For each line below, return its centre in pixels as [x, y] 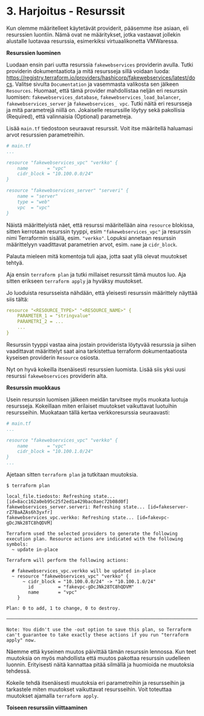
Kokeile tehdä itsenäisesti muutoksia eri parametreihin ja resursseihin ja [96, 683]
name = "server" [38, 196]
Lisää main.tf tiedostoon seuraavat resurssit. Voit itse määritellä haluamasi [100, 128]
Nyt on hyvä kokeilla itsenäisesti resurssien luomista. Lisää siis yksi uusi [96, 369]
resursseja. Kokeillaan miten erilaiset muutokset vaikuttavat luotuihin [92, 406]
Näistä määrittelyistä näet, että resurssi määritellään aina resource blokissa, [100, 225]
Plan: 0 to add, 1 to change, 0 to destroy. [63, 608]
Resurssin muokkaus [33, 388]
